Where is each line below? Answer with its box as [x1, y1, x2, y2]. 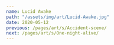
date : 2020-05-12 [6, 19, 49, 25]
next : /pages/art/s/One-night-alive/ [6, 30, 99, 36]
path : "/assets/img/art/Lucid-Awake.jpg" [6, 14, 110, 20]
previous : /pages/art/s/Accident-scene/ [6, 25, 108, 31]
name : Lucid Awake [6, 8, 51, 15]
